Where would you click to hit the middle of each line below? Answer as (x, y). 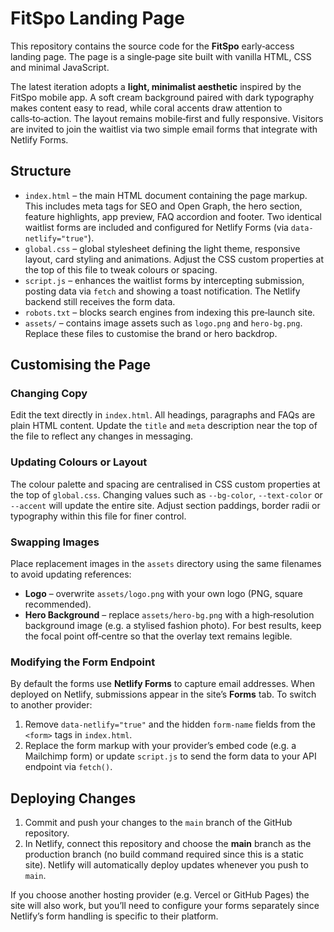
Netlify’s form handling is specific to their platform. (114, 916)
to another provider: (51, 705)
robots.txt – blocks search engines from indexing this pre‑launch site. (170, 312)
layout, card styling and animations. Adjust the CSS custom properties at (174, 259)
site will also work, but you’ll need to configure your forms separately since (165, 906)
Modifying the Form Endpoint (83, 662)
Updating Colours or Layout (79, 462)
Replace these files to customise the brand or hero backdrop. (151, 333)
